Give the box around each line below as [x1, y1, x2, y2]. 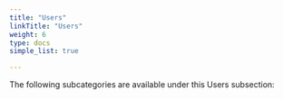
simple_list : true [9, 47, 79, 56]
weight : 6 [9, 30, 47, 39]
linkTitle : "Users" [9, 22, 83, 31]
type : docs [9, 38, 51, 48]
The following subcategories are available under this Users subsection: [9, 79, 275, 90]
